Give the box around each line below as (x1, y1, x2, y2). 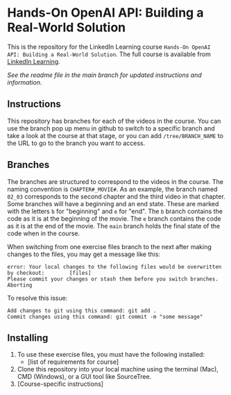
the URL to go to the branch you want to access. (7, 139, 146, 147)
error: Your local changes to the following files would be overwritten (7, 263, 222, 270)
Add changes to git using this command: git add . (7, 307, 157, 314)
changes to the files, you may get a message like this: (7, 250, 161, 258)
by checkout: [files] (7, 269, 92, 276)
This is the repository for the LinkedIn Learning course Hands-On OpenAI (7, 42, 211, 51)
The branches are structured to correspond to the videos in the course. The (7, 177, 224, 185)
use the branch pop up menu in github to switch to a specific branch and (7, 124, 215, 133)
